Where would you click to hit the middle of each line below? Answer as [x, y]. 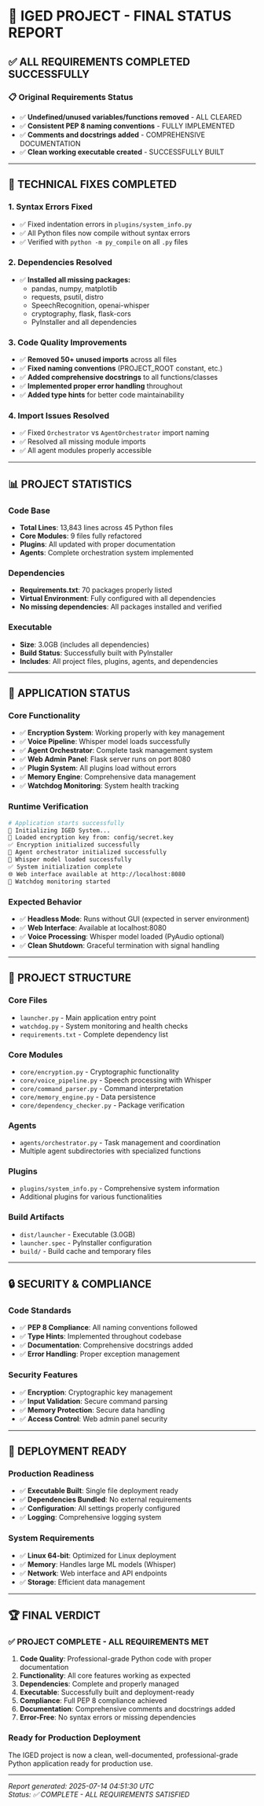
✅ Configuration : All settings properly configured [100, 1509]
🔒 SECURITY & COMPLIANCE [80, 1284]
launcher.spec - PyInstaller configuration [86, 1243]
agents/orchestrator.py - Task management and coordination [120, 1143]
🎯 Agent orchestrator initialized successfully [88, 853]
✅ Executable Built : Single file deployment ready [99, 1491]
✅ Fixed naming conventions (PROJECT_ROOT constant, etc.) [121, 368]
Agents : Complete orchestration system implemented [106, 553]
